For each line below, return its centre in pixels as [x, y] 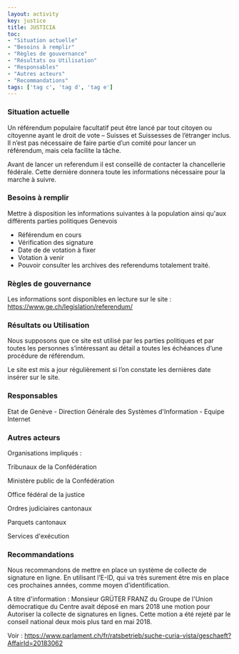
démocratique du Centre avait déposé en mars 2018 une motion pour [109, 607]
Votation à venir [41, 257]
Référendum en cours [50, 235]
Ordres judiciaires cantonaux [50, 508]
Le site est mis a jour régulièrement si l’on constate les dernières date [109, 370]
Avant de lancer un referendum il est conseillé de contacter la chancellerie [117, 164]
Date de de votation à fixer [57, 250]
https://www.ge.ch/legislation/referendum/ [70, 307]
